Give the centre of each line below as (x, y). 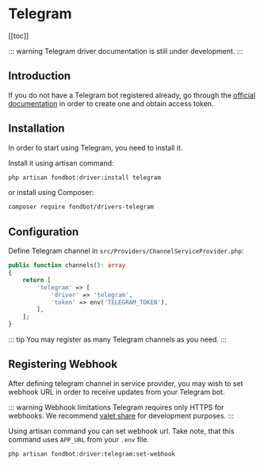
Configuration (44, 232)
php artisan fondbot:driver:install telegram (84, 178)
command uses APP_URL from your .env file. (78, 439)
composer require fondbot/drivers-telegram (81, 207)
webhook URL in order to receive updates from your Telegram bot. (117, 392)
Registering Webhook (63, 364)
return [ (37, 280)
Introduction (40, 76)
